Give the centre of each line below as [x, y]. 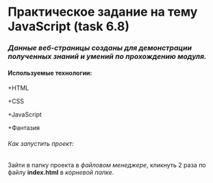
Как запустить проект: [41, 143]
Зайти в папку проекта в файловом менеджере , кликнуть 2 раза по [107, 164]
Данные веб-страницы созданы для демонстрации [100, 48]
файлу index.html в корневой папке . [61, 172]
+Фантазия [24, 128]
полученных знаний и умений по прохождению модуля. [107, 57]
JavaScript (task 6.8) [68, 26]
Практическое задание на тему [103, 12]
